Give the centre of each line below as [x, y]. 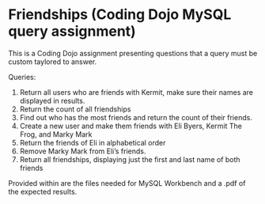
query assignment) [72, 31]
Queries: [22, 77]
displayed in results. [52, 100]
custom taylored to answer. [53, 62]
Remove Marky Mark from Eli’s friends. [83, 151]
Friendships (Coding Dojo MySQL [120, 15]
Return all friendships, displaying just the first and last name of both [130, 159]
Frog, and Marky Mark [56, 134]
